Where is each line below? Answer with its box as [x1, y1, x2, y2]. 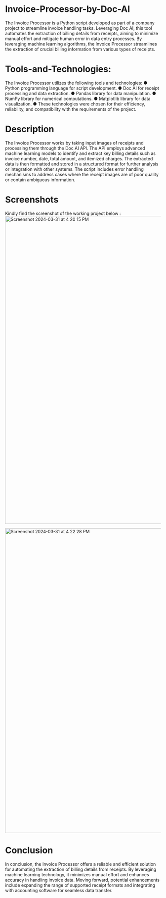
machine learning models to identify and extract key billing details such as [5, 150, 156, 156]
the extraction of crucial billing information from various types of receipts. [5, 46, 156, 52]
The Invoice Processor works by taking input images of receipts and [5, 140, 144, 146]
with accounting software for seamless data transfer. [5, 887, 113, 893]
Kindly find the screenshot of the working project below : [5, 210, 121, 216]
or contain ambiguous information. [5, 177, 76, 183]
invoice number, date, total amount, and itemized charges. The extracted [5, 155, 153, 161]
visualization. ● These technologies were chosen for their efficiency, [5, 100, 146, 107]
